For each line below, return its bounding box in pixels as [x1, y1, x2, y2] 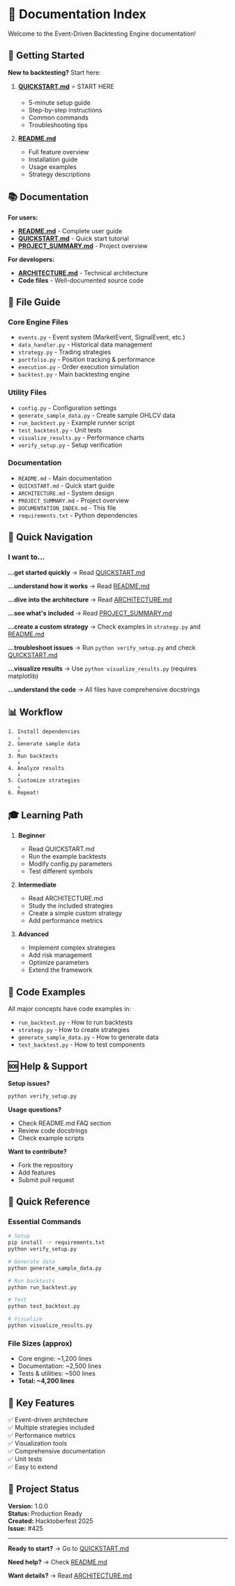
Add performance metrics [28, 917, 103, 925]
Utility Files [8, 388, 47, 398]
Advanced [17, 930, 50, 938]
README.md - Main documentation [17, 474, 112, 482]
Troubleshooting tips [28, 120, 88, 129]
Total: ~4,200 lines [17, 1376, 75, 1385]
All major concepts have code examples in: [8, 1004, 132, 1012]
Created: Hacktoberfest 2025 [8, 1516, 93, 1525]
